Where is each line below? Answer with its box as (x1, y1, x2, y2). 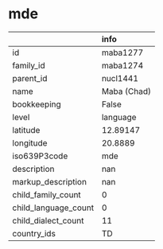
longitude (12, 137, 48, 148)
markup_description (12, 176, 87, 187)
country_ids (12, 228, 56, 239)
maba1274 (101, 60, 144, 71)
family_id (12, 60, 45, 71)
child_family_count (12, 189, 81, 200)
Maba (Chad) (101, 85, 151, 96)
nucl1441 (101, 72, 139, 84)
